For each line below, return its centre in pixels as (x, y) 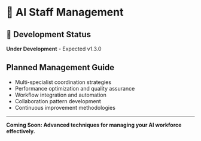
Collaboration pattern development (58, 101)
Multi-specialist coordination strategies (63, 82)
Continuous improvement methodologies (65, 107)
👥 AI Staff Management (65, 12)
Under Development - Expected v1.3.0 (54, 49)
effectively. (21, 131)
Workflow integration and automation (60, 95)
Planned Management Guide (60, 67)
